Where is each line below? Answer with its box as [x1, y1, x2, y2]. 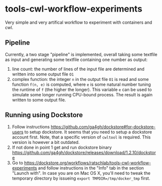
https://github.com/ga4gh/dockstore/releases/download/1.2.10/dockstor [12, 149, 156, 155]
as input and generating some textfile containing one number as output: [5, 57, 148, 62]
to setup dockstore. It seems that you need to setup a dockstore [24, 129, 152, 135]
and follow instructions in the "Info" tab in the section [38, 165, 144, 170]
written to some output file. [12, 97, 66, 103]
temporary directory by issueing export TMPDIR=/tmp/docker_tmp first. [12, 175, 150, 181]
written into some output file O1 [12, 71, 74, 77]
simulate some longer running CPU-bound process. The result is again [12, 92, 153, 97]
